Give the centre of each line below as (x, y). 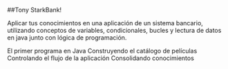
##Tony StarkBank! (35, 10)
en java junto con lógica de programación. (67, 38)
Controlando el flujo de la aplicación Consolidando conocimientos (101, 58)
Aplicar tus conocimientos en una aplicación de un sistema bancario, (105, 23)
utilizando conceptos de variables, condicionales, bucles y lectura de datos (114, 30)
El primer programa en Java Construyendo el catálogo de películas (102, 51)
